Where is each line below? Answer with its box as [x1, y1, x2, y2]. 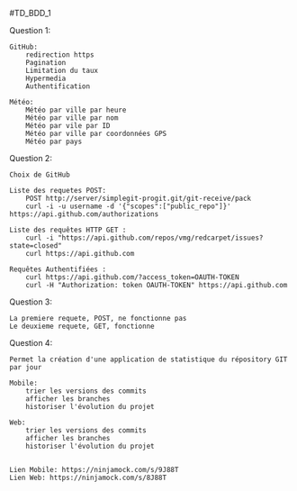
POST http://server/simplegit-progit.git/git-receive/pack [25, 194, 252, 203]
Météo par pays [25, 137, 83, 146]
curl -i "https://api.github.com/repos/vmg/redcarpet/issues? [25, 233, 264, 242]
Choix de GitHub [9, 170, 70, 179]
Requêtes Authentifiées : [9, 265, 106, 274]
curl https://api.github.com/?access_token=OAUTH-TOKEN [25, 273, 240, 282]
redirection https [25, 50, 94, 59]
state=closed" [9, 241, 63, 250]
